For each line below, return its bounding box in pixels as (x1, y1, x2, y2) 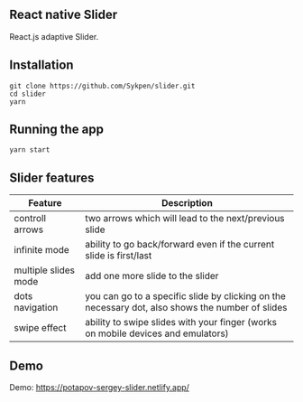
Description (161, 197, 214, 210)
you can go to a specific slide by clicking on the (85, 290, 287, 303)
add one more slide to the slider (85, 270, 219, 283)
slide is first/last (85, 249, 152, 262)
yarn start (9, 145, 50, 154)
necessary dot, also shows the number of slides (85, 302, 288, 314)
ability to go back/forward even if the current (85, 238, 275, 251)
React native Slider (9, 7, 118, 23)
